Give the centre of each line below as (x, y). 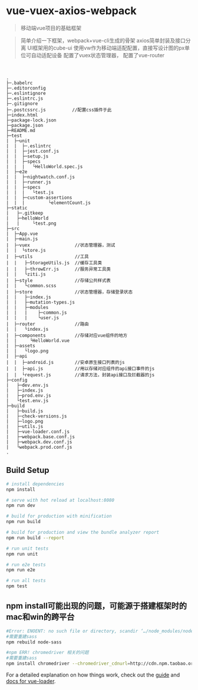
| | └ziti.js (26, 274)
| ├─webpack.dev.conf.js (39, 442)
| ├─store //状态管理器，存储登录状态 (70, 292)
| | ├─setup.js (27, 156)
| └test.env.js (27, 400)
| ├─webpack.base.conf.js (41, 437)
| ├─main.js (22, 239)
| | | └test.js (30, 192)
